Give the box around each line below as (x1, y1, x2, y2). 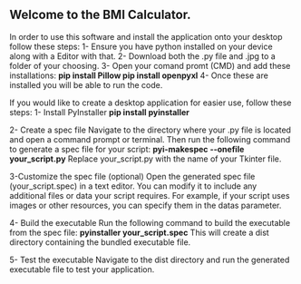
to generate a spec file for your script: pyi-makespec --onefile (9, 143, 245, 154)
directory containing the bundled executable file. (9, 236, 191, 248)
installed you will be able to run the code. (9, 79, 163, 90)
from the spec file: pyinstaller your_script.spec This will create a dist (9, 227, 269, 238)
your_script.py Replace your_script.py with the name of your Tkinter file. (9, 153, 282, 164)
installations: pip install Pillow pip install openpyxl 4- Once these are (9, 70, 269, 81)
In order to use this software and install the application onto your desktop (9, 31, 283, 42)
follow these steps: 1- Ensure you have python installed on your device (9, 41, 274, 52)
